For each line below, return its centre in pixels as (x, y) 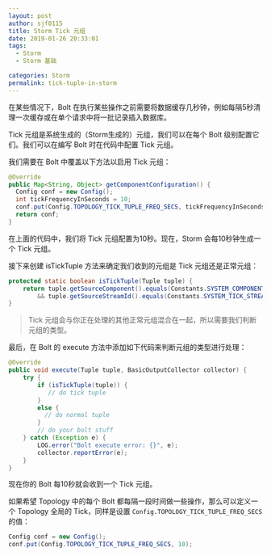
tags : (17, 46)
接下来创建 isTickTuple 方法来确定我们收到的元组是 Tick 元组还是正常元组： (133, 265)
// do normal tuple (77, 415)
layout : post (30, 16)
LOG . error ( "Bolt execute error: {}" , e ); (108, 445)
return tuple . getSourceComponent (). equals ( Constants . (115, 289)
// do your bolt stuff (75, 430)
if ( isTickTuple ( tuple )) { (83, 385)
